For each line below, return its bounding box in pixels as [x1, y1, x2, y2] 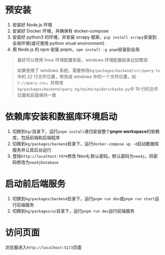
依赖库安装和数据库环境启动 [5, 111, 118, 122]
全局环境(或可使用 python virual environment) [12, 40, 105, 46]
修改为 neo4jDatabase [16, 159, 59, 165]
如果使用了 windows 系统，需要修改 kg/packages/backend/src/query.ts [17, 67, 161, 73]
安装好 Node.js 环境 [12, 22, 53, 28]
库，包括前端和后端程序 [12, 134, 60, 141]
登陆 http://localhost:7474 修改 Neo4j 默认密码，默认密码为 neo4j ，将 [12, 153, 154, 159]
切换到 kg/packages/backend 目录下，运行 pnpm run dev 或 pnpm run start [12, 195, 155, 201]
